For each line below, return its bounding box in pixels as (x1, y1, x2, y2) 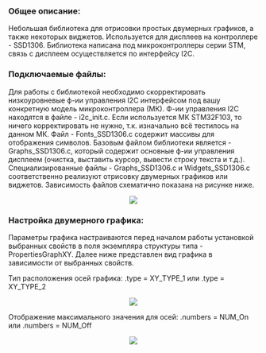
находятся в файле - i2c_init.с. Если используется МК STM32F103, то (8, 112, 242, 122)
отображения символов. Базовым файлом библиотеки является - (8, 138, 232, 147)
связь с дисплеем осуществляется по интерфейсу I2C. (8, 49, 195, 59)
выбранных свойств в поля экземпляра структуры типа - (8, 241, 203, 250)
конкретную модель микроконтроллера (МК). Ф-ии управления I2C (8, 103, 240, 113)
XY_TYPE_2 (8, 281, 46, 291)
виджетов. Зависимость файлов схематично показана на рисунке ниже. (8, 180, 255, 189)
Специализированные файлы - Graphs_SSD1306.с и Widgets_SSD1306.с (8, 163, 250, 173)
